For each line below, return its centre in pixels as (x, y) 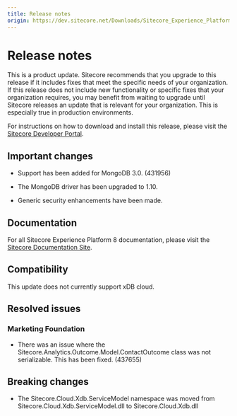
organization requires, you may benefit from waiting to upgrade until (107, 98)
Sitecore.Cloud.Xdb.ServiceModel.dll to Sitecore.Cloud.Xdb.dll (108, 406)
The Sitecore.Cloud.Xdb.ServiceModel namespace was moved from (116, 399)
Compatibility (38, 270)
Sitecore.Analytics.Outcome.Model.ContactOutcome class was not (114, 352)
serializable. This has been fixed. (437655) (80, 359)
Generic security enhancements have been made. (90, 201)
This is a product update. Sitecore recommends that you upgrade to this (112, 75)
